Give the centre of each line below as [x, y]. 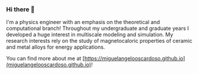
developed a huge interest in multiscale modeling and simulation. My [90, 35]
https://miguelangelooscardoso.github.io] [135, 59]
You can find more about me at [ [45, 59]
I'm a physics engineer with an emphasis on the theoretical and [83, 22]
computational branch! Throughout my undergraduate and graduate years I [98, 28]
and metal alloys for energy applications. [56, 47]
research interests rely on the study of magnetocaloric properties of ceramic [99, 41]
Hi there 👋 [21, 9]
